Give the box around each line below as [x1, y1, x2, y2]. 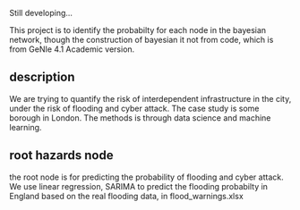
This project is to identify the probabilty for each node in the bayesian [9, 25, 267, 35]
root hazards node [9, 147, 114, 164]
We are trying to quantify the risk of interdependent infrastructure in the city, [9, 93, 292, 104]
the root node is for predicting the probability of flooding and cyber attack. [9, 172, 284, 182]
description [9, 70, 75, 85]
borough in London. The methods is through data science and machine [9, 112, 271, 123]
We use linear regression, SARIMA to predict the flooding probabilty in [9, 181, 269, 191]
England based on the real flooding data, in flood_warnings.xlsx [9, 190, 244, 201]
